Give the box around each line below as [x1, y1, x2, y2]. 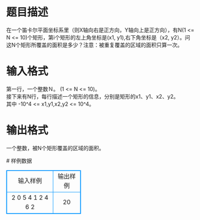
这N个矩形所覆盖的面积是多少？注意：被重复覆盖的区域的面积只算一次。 [6, 41, 183, 48]
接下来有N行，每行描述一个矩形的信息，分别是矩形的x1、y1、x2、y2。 [6, 93, 179, 100]
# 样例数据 [6, 157, 32, 164]
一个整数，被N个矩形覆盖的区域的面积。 [6, 144, 104, 151]
